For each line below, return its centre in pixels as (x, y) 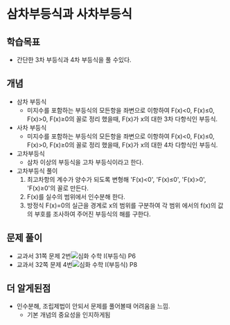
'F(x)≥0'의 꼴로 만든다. (58, 188)
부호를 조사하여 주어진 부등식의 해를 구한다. (92, 214)
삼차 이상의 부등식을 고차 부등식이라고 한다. (85, 162)
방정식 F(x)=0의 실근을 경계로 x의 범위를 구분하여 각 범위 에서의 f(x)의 (121, 205)
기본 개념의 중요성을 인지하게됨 (69, 315)
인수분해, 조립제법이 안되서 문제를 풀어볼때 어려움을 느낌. (93, 306)
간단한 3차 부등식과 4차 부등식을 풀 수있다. (74, 60)
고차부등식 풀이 (37, 171)
